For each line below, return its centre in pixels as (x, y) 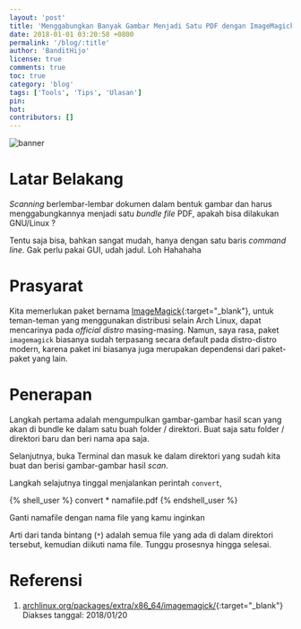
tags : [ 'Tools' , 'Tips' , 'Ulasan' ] (76, 92)
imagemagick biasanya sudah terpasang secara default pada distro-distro (143, 340)
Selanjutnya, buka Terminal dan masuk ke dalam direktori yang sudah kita (145, 456)
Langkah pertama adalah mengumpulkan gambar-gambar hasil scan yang (146, 419)
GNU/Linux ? (33, 223)
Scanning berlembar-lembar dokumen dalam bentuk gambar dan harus (141, 204)
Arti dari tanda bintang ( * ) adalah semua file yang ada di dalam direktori (141, 535)
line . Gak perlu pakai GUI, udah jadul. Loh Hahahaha (105, 250)
